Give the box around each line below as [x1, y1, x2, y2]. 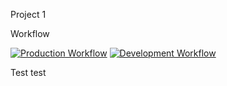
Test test [10, 67, 47, 78]
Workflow [10, 28, 50, 39]
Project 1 [10, 9, 47, 20]
